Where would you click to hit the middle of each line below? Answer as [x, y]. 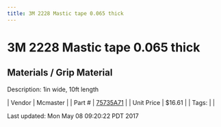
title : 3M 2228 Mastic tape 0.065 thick [66, 13]
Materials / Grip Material [60, 73]
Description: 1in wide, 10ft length [53, 89]
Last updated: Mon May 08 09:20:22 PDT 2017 [73, 116]
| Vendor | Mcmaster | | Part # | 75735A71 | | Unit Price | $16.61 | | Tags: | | [111, 102]
